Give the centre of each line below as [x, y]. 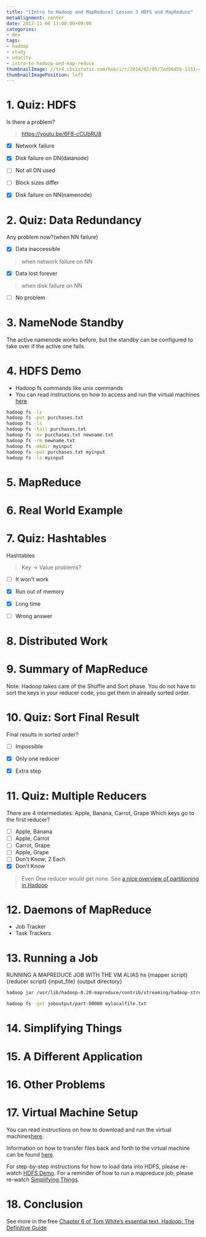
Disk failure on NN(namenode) [54, 195]
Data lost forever [36, 273]
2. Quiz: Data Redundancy [74, 220]
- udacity [19, 58]
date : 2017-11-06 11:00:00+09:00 [49, 23]
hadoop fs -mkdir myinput [39, 446]
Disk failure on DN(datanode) [52, 158]
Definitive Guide [27, 1228]
